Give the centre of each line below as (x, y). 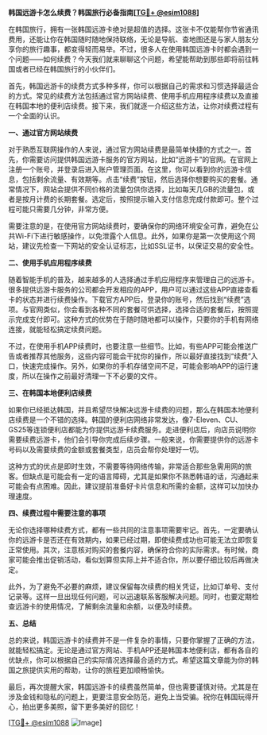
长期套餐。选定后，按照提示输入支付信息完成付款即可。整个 (154, 199)
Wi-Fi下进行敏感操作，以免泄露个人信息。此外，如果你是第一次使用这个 (132, 236)
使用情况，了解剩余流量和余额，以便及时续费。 (119, 606)
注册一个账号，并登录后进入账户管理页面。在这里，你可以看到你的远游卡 (126, 169)
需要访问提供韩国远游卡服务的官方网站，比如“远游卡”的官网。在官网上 (143, 159)
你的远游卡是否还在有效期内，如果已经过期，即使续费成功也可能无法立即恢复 (133, 540)
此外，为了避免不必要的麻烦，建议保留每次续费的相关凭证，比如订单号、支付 (133, 586)
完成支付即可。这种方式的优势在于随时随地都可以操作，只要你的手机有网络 (137, 319)
